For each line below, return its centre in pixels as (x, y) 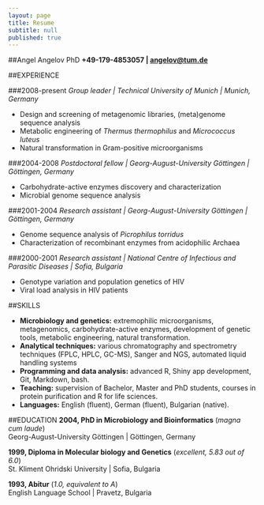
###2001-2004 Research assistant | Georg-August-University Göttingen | (128, 211)
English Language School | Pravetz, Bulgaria (80, 493)
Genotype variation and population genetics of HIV (102, 282)
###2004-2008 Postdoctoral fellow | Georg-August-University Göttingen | (129, 164)
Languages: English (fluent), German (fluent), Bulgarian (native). (125, 405)
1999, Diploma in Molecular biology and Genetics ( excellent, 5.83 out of (126, 452)
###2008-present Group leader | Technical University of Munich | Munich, (129, 91)
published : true (35, 38)
